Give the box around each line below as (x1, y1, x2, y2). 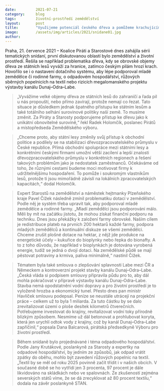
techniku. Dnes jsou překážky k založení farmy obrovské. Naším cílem (17, 216, 158, 222)
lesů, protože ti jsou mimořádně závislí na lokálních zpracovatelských (17, 175, 156, 181)
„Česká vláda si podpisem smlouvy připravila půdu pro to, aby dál (17, 272, 149, 278)
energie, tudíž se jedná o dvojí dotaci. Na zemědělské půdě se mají (17, 247, 152, 253)
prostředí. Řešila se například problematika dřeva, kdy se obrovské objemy (5, 58, 155, 64)
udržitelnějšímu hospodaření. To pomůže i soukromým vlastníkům (17, 170, 149, 176)
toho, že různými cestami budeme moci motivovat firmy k (17, 165, 133, 171)
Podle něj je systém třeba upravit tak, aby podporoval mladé (17, 201, 138, 206)
